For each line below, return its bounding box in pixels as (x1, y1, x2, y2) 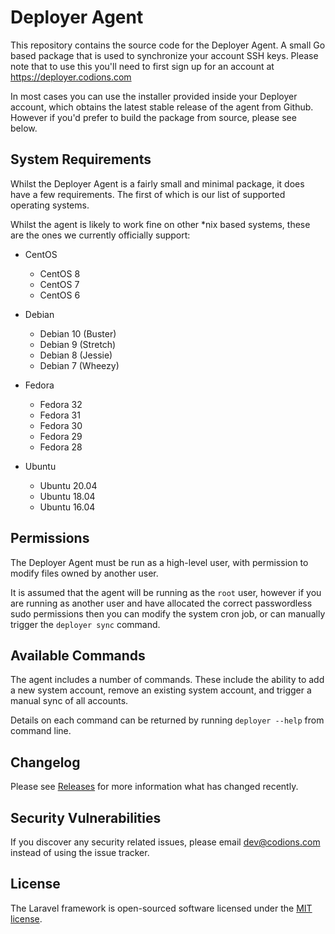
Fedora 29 (39, 430, 83, 442)
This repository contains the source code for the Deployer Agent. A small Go (10, 39, 326, 51)
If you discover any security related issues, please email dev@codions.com (10, 836, 321, 848)
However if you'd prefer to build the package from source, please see (10, 111, 297, 123)
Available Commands (10, 647, 146, 664)
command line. (10, 725, 72, 737)
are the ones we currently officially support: (10, 229, 191, 241)
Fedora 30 (39, 419, 83, 431)
